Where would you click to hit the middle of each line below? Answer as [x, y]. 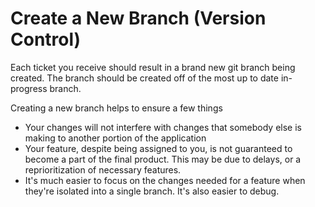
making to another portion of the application [115, 138]
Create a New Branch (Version [138, 18]
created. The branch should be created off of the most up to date [144, 78]
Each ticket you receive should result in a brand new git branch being [153, 67]
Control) [46, 39]
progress [29, 88]
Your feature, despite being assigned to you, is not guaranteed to [158, 148]
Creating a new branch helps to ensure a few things [116, 108]
